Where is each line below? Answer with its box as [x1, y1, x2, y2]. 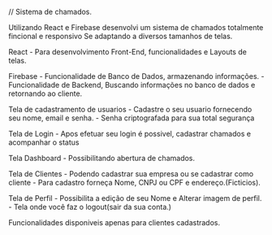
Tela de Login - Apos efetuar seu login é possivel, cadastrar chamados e [8, 129, 252, 138]
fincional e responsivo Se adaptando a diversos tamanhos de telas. [8, 32, 233, 41]
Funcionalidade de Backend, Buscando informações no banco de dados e [8, 81, 256, 89]
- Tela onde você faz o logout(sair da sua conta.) [8, 202, 172, 211]
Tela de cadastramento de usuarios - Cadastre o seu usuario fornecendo [8, 105, 253, 114]
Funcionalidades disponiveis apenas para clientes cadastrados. [8, 218, 221, 227]
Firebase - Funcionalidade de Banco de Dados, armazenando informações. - [8, 72, 265, 81]
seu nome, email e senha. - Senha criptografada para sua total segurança [8, 113, 255, 123]
